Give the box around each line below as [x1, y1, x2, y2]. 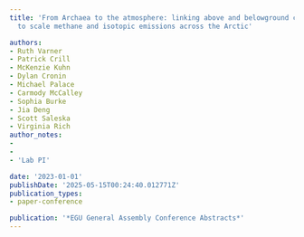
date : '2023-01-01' [9, 172, 83, 181]
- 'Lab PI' [9, 156, 51, 165]
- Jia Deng [9, 105, 51, 114]
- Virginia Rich [9, 122, 71, 131]
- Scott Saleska [9, 114, 71, 123]
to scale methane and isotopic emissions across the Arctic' [17, 22, 253, 31]
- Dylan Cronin [9, 71, 67, 81]
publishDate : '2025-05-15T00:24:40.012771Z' [9, 180, 180, 190]
